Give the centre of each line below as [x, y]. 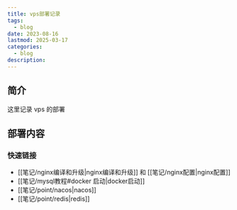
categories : [25, 47]
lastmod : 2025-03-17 [38, 40]
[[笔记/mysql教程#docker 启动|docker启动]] [81, 181]
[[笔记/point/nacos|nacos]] [57, 190]
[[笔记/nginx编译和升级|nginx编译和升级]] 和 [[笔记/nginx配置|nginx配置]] [124, 172]
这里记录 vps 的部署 [36, 109]
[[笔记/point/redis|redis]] [54, 199]
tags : [15, 21]
